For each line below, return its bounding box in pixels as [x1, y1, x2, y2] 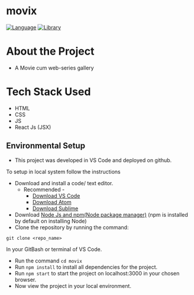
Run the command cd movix [14, 257, 83, 264]
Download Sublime [32, 205, 79, 212]
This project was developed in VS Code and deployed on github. [14, 156, 172, 164]
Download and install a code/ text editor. [14, 179, 114, 186]
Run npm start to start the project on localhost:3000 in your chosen [14, 269, 180, 277]
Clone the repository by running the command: [14, 224, 129, 231]
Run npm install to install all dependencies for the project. [14, 263, 158, 271]
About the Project [6, 45, 95, 58]
